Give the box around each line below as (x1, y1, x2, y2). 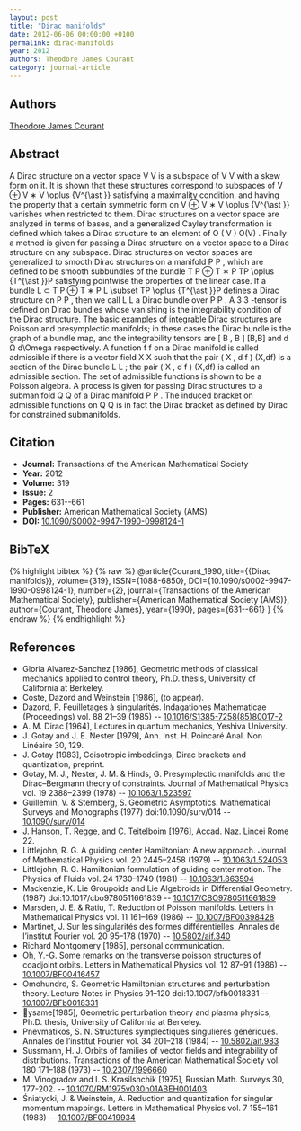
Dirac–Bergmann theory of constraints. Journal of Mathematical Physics (22, 778, 289, 789)
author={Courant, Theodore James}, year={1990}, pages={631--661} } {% (9, 604, 285, 615)
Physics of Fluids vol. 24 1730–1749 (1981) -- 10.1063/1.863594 (22, 873, 254, 884)
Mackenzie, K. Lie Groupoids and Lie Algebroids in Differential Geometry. (22, 882, 293, 894)
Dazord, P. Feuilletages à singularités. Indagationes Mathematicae (22, 702, 267, 712)
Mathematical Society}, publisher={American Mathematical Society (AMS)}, (9, 595, 290, 605)
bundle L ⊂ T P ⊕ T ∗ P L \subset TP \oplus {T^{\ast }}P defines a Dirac (9, 285, 280, 296)
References (9, 640, 75, 655)
